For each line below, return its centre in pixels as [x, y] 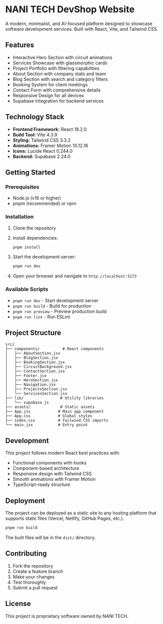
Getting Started [30, 172]
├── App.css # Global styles [49, 416]
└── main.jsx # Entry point [46, 425]
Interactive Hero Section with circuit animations [62, 57]
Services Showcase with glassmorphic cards [60, 63]
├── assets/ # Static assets [50, 407]
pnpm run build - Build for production [52, 306]
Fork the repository [33, 566]
